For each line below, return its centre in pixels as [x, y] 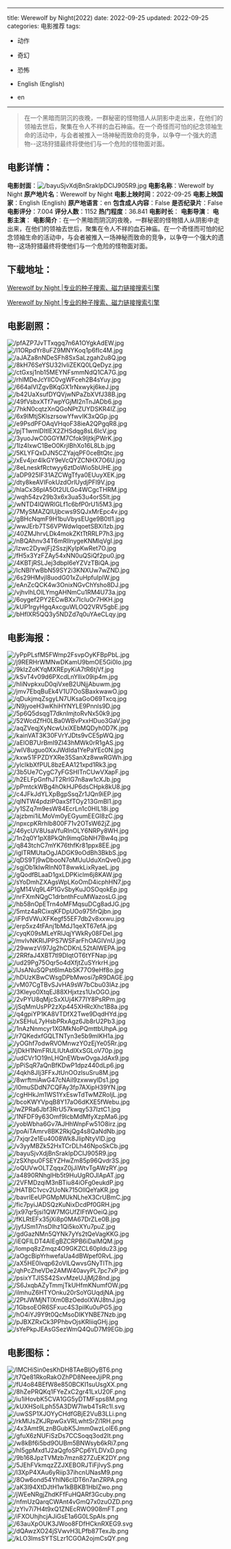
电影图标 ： [30, 1353]
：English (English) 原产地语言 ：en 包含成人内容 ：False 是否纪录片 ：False [118, 203]
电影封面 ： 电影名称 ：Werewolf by [111, 185]
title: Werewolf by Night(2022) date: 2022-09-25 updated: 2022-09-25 [108, 18]
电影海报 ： [30, 638]
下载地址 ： [30, 270]
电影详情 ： [30, 167]
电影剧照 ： [30, 326]
